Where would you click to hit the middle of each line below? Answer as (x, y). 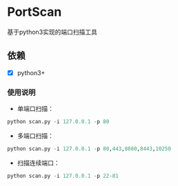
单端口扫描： (35, 109)
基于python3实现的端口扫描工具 (52, 32)
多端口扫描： (35, 136)
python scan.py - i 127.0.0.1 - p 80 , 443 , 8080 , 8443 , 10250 (89, 149)
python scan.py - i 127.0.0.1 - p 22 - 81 (63, 176)
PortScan (34, 12)
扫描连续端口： (38, 163)
